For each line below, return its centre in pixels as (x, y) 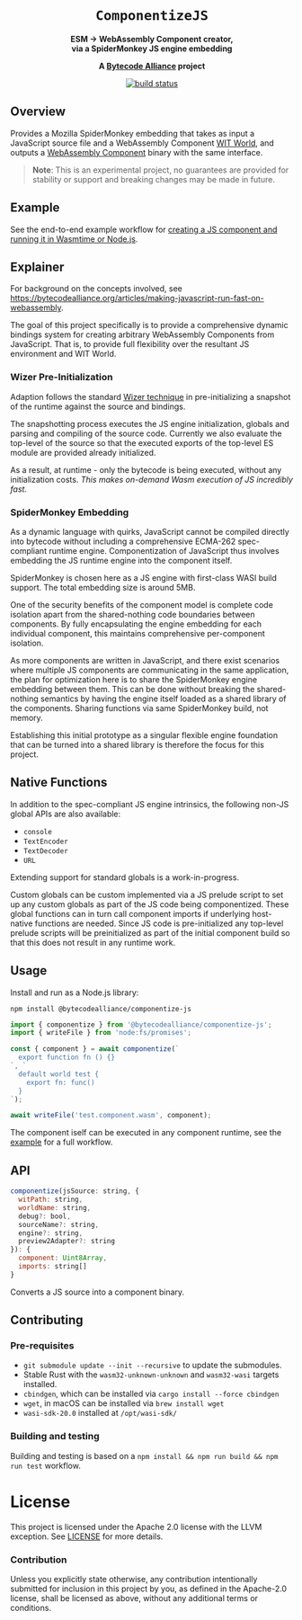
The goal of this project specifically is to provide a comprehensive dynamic (149, 325)
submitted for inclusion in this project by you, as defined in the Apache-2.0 (148, 1589)
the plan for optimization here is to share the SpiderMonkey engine (134, 679)
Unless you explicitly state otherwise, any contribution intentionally (134, 1579)
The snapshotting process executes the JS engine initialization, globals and (150, 423)
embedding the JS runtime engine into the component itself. (121, 560)
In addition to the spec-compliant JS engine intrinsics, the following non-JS (150, 804)
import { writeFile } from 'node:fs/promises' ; (101, 1033)
